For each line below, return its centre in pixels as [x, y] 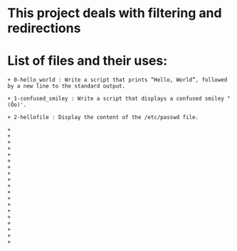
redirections [44, 28]
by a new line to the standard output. [67, 86]
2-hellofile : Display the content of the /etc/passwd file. [106, 118]
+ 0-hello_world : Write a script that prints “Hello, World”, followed [117, 80]
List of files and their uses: [88, 61]
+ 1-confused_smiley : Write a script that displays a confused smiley [116, 99]
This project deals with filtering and [115, 13]
